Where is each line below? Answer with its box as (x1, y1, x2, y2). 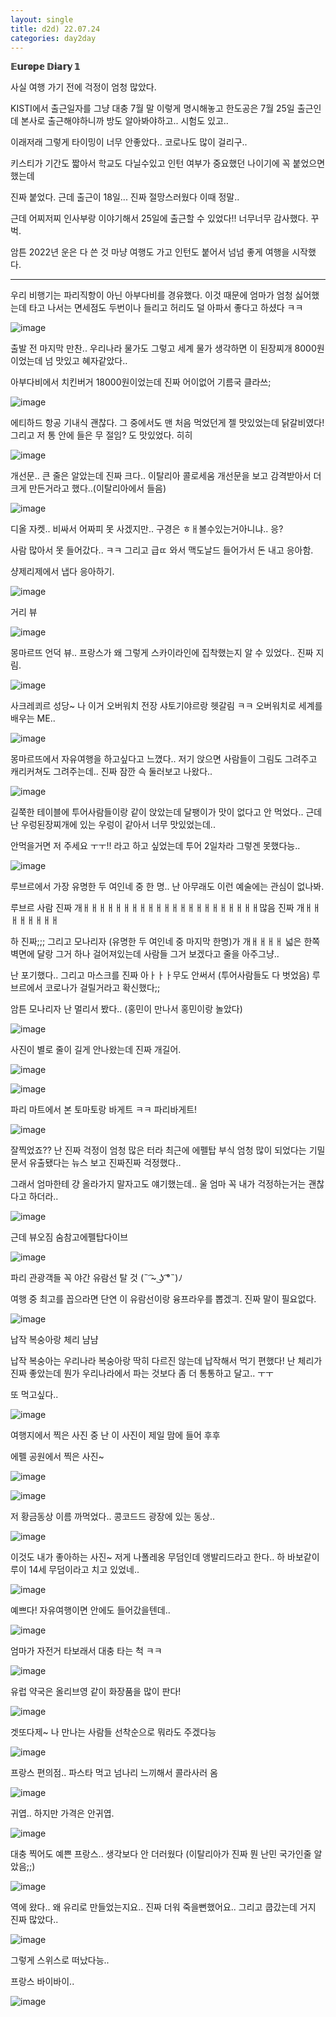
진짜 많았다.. (10, 1914, 59, 1926)
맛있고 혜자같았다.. (55, 355, 128, 367)
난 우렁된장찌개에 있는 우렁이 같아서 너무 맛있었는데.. (10, 819, 216, 831)
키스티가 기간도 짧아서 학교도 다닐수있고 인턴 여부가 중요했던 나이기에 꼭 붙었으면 (10, 157, 326, 170)
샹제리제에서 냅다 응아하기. (10, 566, 115, 578)
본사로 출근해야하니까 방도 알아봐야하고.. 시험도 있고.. (20, 115, 229, 127)
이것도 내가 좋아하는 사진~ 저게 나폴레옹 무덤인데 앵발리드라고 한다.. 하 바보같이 (10, 1551, 320, 1563)
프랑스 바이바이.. (10, 1976, 75, 1988)
